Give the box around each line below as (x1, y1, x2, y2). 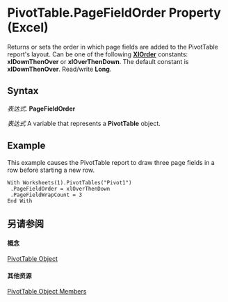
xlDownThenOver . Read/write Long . (7, 65, 112, 73)
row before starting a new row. (7, 166, 95, 174)
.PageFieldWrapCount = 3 (10, 191, 82, 198)
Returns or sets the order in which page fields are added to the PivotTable (7, 42, 219, 51)
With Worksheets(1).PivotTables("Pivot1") (7, 179, 132, 186)
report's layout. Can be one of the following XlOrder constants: (7, 50, 188, 58)
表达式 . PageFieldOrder (7, 104, 76, 113)
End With (7, 197, 33, 205)
